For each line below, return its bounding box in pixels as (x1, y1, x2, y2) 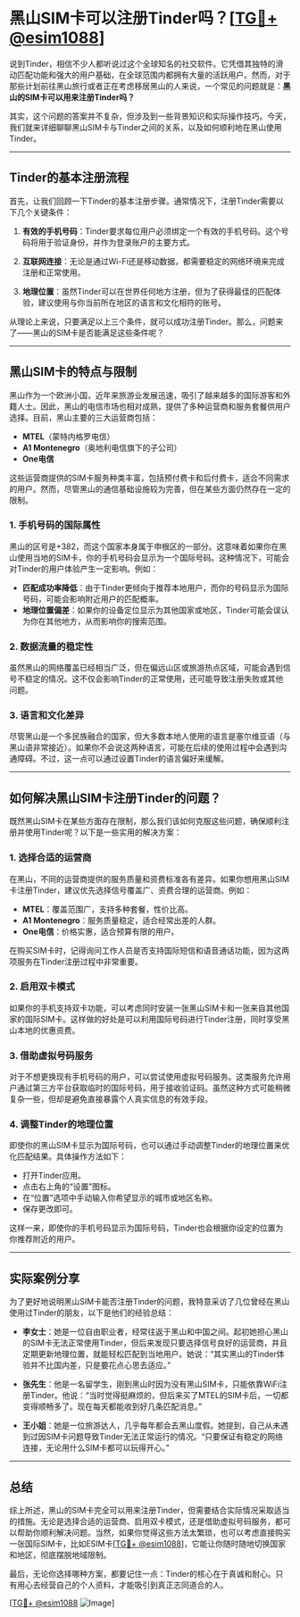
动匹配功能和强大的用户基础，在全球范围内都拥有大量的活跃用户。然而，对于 (9, 69, 291, 80)
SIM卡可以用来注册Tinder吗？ (24, 91, 136, 103)
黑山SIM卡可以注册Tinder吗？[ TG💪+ (9, 8, 279, 29)
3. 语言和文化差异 (9, 709, 85, 721)
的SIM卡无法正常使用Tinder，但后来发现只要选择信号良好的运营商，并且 (21, 1338, 287, 1348)
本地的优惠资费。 (16, 1024, 80, 1036)
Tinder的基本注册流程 (9, 171, 129, 186)
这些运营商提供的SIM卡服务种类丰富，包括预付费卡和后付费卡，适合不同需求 (9, 472, 290, 483)
